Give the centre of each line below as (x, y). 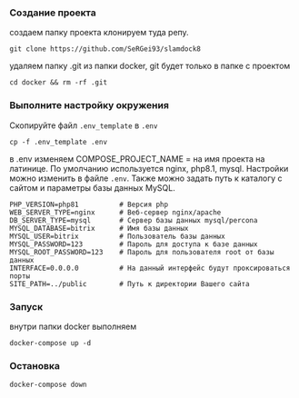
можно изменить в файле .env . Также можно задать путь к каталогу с (146, 178)
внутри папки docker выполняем (73, 326)
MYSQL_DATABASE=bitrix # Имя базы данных (99, 228)
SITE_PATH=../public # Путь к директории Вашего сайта (130, 284)
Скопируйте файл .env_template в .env (84, 125)
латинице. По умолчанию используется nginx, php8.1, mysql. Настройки (149, 168)
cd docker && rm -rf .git (58, 83)
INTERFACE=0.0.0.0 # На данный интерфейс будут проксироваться (150, 268)
